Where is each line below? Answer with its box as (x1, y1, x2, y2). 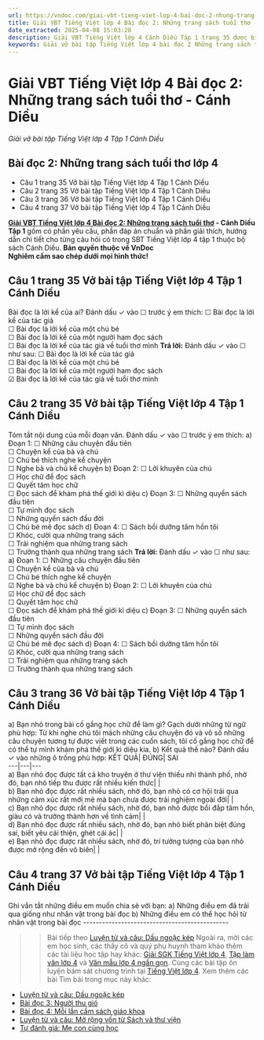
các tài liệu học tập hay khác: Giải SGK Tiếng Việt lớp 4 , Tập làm (46, 950, 255, 959)
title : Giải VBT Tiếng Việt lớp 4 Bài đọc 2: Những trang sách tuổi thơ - (8, 19, 258, 27)
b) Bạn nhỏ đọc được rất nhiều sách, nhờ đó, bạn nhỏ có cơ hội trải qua (8, 787, 239, 796)
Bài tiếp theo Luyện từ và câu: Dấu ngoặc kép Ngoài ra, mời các (46, 933, 254, 943)
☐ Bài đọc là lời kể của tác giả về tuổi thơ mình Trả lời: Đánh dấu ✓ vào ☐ (8, 340, 246, 350)
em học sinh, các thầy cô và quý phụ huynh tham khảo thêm (46, 941, 244, 951)
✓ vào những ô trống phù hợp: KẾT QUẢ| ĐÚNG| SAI (8, 753, 179, 763)
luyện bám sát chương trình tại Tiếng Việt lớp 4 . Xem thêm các (46, 966, 249, 976)
